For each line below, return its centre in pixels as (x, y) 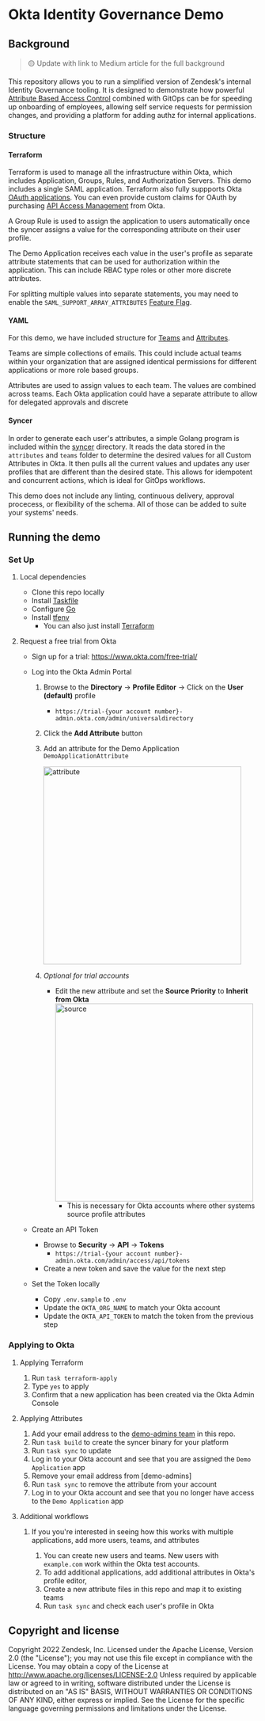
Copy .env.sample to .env (85, 1299)
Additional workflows (54, 1516)
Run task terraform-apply (74, 1377)
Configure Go (53, 609)
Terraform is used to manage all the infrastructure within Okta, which (120, 173)
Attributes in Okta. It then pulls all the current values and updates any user (129, 463)
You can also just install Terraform (99, 626)
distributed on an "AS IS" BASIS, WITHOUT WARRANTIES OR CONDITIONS (131, 1692)
